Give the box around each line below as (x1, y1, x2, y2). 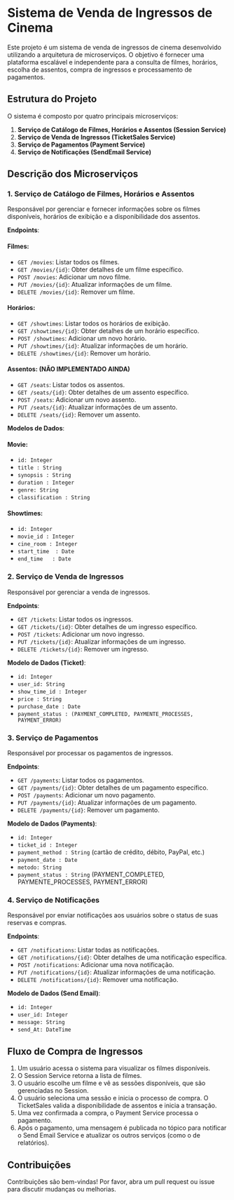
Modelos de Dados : (7, 424, 65, 433)
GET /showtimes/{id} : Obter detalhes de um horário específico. (17, 326, 200, 335)
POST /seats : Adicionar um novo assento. (17, 396, 137, 404)
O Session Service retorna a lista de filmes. (17, 1072, 142, 1080)
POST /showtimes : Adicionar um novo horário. (17, 334, 147, 342)
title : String (17, 464, 62, 471)
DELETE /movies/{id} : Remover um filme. (17, 288, 135, 296)
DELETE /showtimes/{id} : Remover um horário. (17, 349, 151, 357)
